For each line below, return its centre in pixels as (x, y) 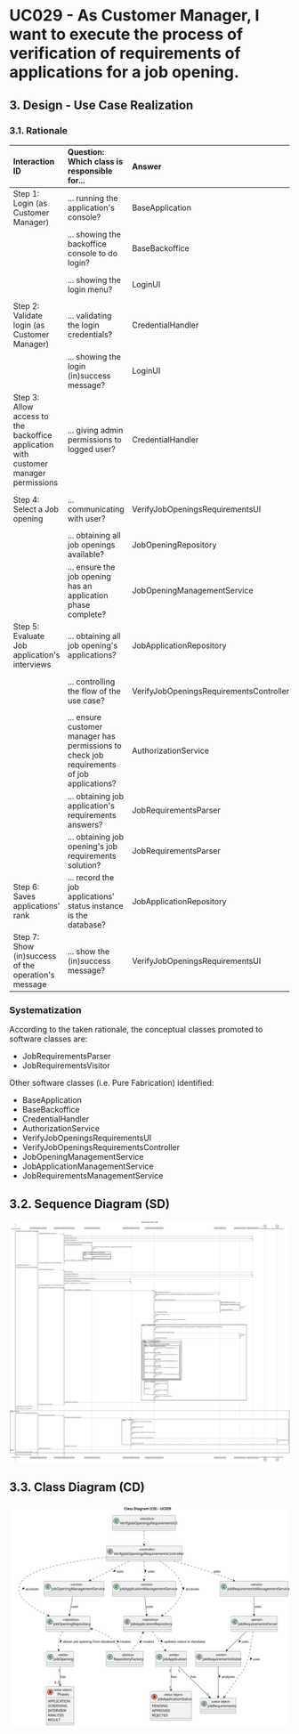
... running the (93, 199)
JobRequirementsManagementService (93, 1176)
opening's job (93, 846)
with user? (87, 518)
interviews (32, 664)
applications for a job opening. (125, 73)
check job (86, 755)
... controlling (92, 681)
